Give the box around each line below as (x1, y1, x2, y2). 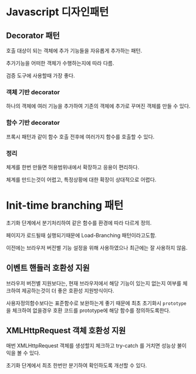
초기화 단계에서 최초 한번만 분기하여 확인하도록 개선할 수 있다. (6, 362, 147, 369)
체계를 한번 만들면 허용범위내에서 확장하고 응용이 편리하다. (6, 164, 140, 171)
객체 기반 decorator (6, 88, 60, 96)
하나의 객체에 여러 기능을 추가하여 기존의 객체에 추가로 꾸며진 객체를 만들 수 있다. (6, 103, 191, 110)
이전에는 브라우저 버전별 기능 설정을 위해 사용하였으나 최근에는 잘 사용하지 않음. (6, 244, 188, 251)
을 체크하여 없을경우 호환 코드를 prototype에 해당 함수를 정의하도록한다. (6, 307, 171, 314)
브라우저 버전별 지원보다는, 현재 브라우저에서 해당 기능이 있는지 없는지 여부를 (6, 280, 182, 287)
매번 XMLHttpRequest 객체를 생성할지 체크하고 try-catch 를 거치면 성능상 (6, 342, 176, 349)
